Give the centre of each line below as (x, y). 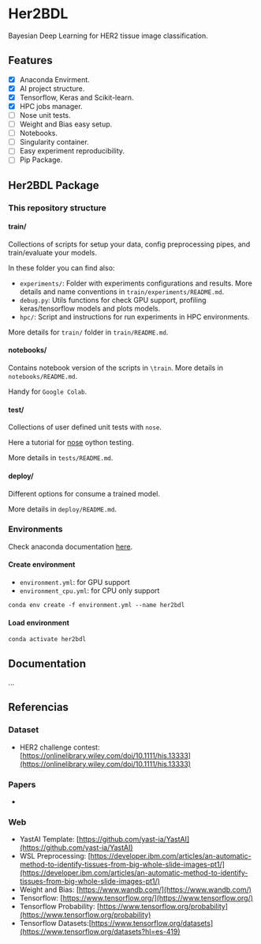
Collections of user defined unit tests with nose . (85, 427)
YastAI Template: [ (49, 840)
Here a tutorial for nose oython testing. (71, 443)
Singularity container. (54, 142)
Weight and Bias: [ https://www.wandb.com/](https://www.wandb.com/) (136, 889)
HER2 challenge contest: (60, 747)
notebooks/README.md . (43, 376)
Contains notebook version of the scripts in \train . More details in (116, 368)
